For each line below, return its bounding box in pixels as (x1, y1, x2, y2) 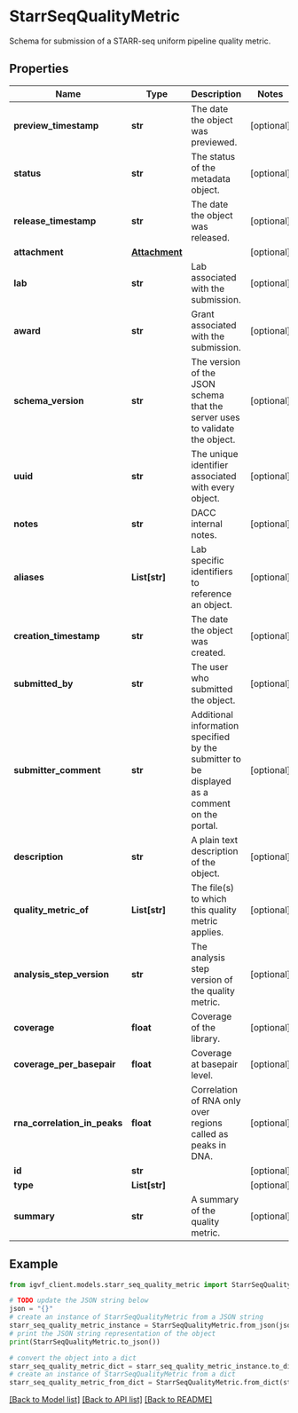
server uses (190, 411, 241, 423)
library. (190, 1032, 221, 1045)
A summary (190, 1193, 239, 1205)
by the (190, 741, 217, 754)
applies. (190, 926, 224, 938)
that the (190, 399, 223, 412)
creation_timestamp (13, 629, 100, 642)
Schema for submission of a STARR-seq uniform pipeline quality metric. (9, 36, 271, 46)
